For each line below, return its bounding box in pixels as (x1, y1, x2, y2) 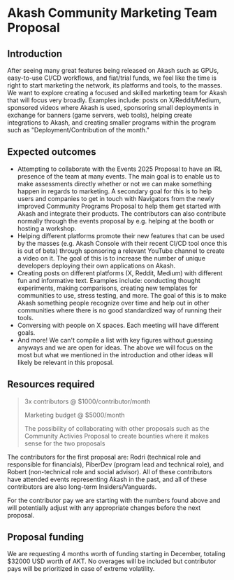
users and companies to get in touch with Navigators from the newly (17, 194, 214, 202)
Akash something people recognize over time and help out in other (17, 298, 210, 307)
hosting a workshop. (17, 224, 77, 233)
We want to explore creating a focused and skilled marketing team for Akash (7, 89, 227, 97)
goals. (17, 328, 36, 337)
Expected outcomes (7, 146, 96, 158)
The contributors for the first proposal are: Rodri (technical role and (7, 453, 201, 461)
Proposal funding (7, 531, 85, 544)
